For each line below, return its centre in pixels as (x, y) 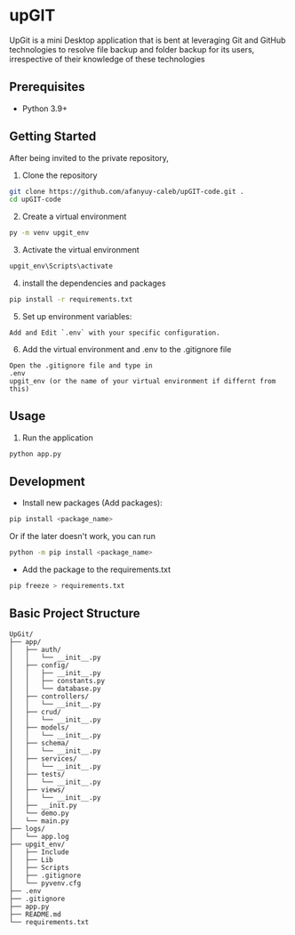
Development (48, 482)
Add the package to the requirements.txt (96, 569)
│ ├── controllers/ (49, 696)
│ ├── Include (39, 852)
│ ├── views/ (37, 790)
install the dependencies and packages (94, 283)
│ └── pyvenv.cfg (45, 883)
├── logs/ (28, 828)
